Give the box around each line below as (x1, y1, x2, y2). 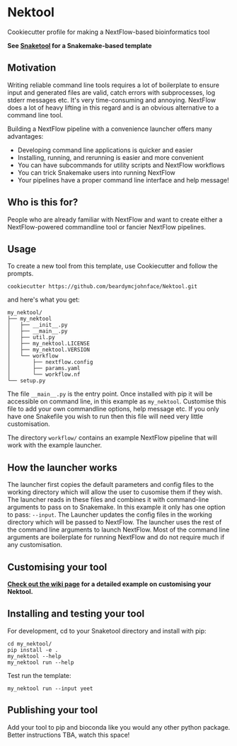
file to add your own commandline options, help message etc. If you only (7, 405, 219, 413)
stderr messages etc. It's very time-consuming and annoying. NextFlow (7, 96, 216, 104)
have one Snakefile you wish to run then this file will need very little (7, 412, 204, 421)
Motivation (7, 62, 57, 74)
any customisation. (7, 541, 62, 549)
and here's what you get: (7, 295, 80, 304)
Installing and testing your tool (7, 608, 145, 620)
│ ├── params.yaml (7, 365, 81, 372)
